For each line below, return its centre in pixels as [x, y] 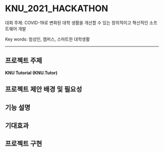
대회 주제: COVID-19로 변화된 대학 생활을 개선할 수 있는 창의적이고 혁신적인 [77, 22]
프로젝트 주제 [24, 61]
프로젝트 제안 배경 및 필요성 [43, 89]
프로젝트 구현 [24, 144]
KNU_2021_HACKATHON [57, 9]
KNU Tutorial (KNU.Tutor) [31, 73]
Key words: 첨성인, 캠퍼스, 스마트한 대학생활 [48, 39]
